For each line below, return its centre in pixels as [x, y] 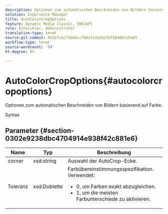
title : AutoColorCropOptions [35, 19]
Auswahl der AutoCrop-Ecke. [102, 161]
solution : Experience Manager [37, 14]
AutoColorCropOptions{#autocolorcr [84, 81]
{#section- [57, 130]
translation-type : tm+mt [31, 33]
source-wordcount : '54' [30, 47]
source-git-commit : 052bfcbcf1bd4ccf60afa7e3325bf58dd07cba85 [71, 38]
